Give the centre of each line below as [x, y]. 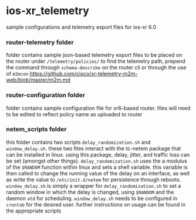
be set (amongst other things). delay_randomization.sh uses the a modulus [97, 161]
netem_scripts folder [36, 129]
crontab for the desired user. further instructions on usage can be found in [96, 204]
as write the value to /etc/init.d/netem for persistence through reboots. [94, 180]
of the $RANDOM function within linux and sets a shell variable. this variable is [97, 167]
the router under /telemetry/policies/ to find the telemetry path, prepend [96, 61]
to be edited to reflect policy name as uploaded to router [74, 114]
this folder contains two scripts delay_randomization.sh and [78, 142]
